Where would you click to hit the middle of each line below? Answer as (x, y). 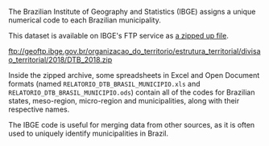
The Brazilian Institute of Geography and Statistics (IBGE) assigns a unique (132, 12)
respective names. (39, 109)
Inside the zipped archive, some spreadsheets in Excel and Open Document (134, 75)
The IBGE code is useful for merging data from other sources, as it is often (132, 125)
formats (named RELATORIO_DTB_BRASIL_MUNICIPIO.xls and (104, 84)
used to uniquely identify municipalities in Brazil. (89, 133)
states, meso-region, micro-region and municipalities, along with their (124, 101)
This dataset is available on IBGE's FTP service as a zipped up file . (119, 36)
